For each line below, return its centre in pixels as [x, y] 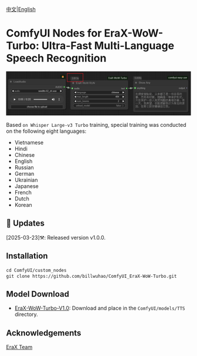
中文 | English [21, 9]
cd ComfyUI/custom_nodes [36, 270]
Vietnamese [29, 143]
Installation [27, 256]
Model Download [38, 294]
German [24, 174]
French [23, 193]
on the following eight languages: [46, 131]
